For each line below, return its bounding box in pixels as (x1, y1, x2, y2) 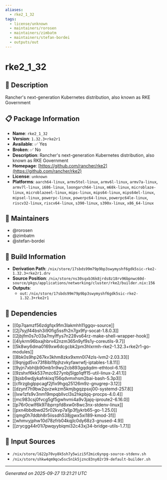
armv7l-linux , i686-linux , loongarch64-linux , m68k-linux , (12, 184, 131, 190)
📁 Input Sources (5, 437, 56, 446)
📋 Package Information (5, 115, 80, 123)
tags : (5, 16, 16, 21)
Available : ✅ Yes (12, 141, 47, 147)
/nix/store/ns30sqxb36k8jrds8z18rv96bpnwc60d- (48, 276, 147, 282)
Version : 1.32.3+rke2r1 (12, 136, 61, 142)
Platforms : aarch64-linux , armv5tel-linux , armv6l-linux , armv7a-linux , (12, 178, 158, 184)
